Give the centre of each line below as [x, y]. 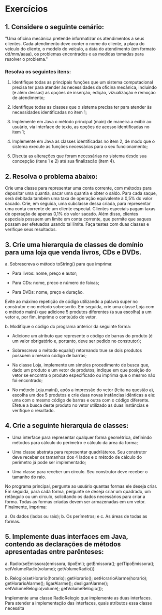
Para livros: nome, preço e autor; [44, 273]
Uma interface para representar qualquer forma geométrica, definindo [82, 437]
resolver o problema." [27, 59]
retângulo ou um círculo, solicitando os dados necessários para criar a [75, 497]
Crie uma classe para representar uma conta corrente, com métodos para [78, 188]
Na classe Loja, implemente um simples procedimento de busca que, [81, 365]
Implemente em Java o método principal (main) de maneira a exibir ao [81, 122]
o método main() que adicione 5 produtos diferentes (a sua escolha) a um [78, 312]
